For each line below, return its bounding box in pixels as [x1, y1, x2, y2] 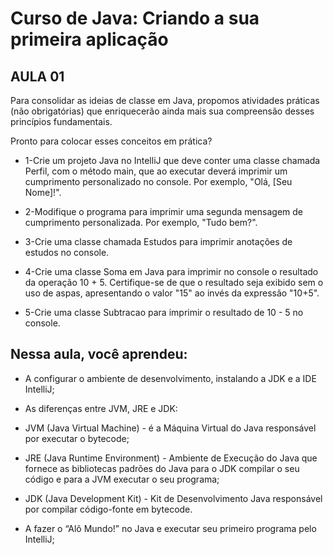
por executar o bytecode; [24, 432, 130, 444]
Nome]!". [24, 187, 62, 198]
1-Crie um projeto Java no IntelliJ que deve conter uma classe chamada [24, 155, 321, 166]
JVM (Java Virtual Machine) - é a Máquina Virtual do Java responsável [24, 422, 317, 434]
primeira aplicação [10, 28, 169, 51]
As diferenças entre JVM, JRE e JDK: [24, 402, 178, 414]
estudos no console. [24, 247, 110, 258]
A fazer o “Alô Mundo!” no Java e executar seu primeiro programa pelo [24, 522, 317, 534]
